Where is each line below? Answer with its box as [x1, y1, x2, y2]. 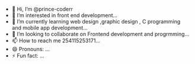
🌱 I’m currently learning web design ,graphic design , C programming [11, 18, 181, 25]
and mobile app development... [11, 24, 88, 31]
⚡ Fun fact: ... [11, 52, 44, 59]
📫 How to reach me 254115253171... [11, 37, 101, 44]
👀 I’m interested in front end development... [11, 12, 118, 19]
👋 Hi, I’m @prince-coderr [11, 6, 73, 12]
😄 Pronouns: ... [11, 46, 50, 52]
